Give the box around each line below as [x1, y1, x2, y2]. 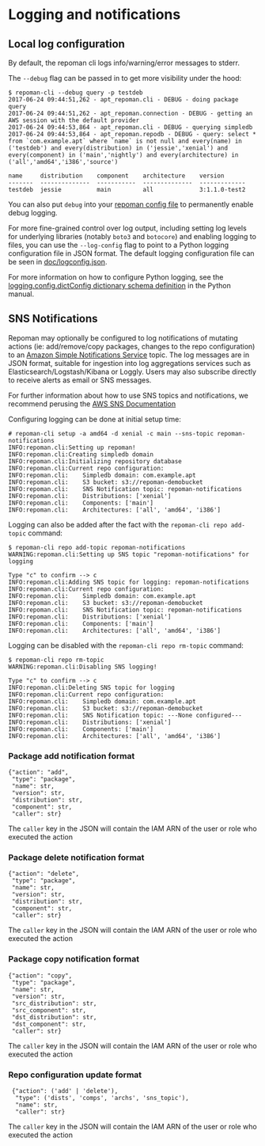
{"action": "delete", [8, 870, 80, 878]
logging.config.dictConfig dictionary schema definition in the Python [8, 281, 231, 290]
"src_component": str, [11, 1006, 87, 1015]
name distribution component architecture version [8, 172, 225, 180]
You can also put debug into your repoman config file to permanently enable [8, 200, 254, 209]
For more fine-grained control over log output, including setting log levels [8, 223, 247, 233]
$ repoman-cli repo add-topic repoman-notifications [8, 543, 186, 551]
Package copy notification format [8, 954, 140, 965]
